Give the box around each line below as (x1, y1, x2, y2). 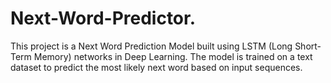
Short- (294, 40, 322, 52)
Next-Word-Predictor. (10, 7, 197, 30)
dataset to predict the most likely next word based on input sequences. (10, 61, 303, 73)
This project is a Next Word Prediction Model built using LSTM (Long (10, 40, 293, 52)
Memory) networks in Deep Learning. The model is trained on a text (33, 50, 313, 62)
